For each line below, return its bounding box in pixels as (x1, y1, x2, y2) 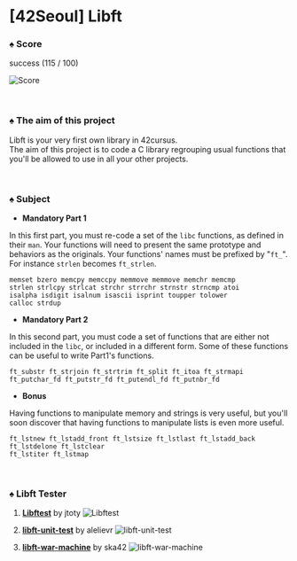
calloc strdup (9, 299, 62, 308)
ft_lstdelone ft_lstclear (9, 442, 105, 451)
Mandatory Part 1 (21, 213, 87, 223)
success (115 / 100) (9, 58, 79, 68)
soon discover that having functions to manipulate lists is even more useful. (9, 417, 285, 428)
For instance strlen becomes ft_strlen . (9, 259, 157, 269)
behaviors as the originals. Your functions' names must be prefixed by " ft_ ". (9, 249, 288, 260)
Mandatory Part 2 (21, 315, 89, 325)
